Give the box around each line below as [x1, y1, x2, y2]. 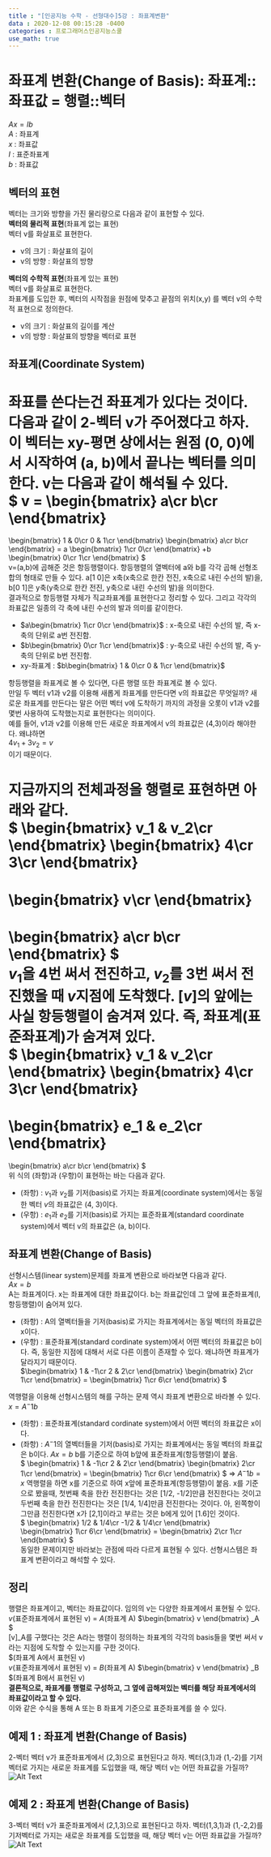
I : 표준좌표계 [8, 149, 50, 159]
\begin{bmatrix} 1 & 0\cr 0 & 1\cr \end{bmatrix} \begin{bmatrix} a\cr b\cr [8, 536, 248, 546]
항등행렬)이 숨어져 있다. [8, 1299, 83, 1309]
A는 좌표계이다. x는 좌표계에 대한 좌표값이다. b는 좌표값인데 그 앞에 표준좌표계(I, [8, 1289, 261, 1298]
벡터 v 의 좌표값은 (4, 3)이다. [28, 1199, 118, 1209]
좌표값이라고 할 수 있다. [8, 1693, 82, 1703]
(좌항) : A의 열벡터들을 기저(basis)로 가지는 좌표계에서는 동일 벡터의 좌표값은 [19, 1316, 263, 1326]
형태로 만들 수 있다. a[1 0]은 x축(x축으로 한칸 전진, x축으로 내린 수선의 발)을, [23, 573, 263, 582]
